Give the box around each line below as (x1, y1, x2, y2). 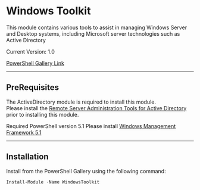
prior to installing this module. (6, 111, 79, 118)
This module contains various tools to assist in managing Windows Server (6, 24, 187, 31)
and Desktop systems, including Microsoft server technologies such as (6, 30, 180, 37)
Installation (6, 152, 49, 162)
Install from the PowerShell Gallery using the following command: (6, 167, 166, 175)
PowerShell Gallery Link (6, 60, 64, 67)
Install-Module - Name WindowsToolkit (6, 179, 100, 185)
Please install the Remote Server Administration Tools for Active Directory (6, 104, 187, 111)
